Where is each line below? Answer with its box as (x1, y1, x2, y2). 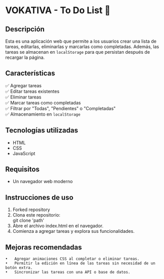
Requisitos (5, 165, 40, 174)
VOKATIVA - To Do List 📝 (5, 5, 111, 16)
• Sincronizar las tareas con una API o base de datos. (5, 270, 130, 275)
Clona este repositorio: (12, 212, 60, 218)
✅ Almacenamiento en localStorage (5, 111, 81, 117)
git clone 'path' (12, 218, 45, 224)
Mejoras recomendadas (5, 243, 82, 252)
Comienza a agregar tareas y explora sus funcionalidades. (12, 228, 135, 234)
